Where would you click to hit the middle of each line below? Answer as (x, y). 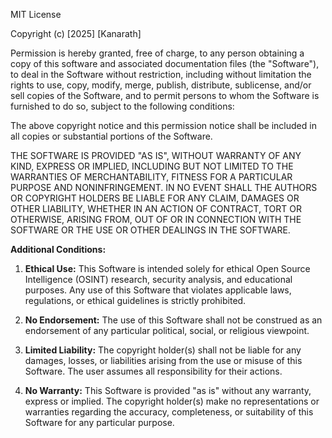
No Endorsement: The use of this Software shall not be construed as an (173, 320)
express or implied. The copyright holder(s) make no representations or (172, 401)
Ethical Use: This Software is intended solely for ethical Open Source (167, 268)
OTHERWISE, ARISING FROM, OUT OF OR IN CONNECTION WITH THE (156, 219)
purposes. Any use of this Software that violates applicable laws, (158, 290)
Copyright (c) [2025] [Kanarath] (76, 33)
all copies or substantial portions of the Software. (111, 136)
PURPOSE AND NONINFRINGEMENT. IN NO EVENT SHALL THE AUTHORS (164, 187)
